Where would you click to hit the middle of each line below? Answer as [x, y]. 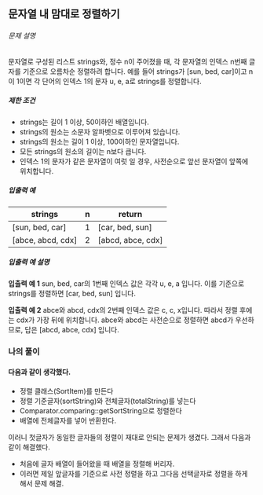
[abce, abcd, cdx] [45, 240]
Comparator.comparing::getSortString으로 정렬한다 [100, 410]
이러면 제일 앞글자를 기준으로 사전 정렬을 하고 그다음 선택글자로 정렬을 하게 [134, 473]
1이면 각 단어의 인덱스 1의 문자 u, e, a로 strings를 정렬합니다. [109, 81]
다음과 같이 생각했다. [40, 372]
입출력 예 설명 [29, 262]
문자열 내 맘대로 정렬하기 [64, 14]
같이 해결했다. [29, 447]
